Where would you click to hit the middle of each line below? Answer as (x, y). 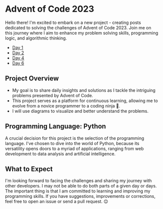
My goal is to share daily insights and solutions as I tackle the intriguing (84, 90)
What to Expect (29, 169)
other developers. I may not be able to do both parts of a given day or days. (81, 186)
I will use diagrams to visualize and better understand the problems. (80, 111)
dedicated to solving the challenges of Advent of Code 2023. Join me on (78, 27)
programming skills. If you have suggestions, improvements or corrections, (80, 196)
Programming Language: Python (56, 126)
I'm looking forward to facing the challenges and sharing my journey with (79, 181)
